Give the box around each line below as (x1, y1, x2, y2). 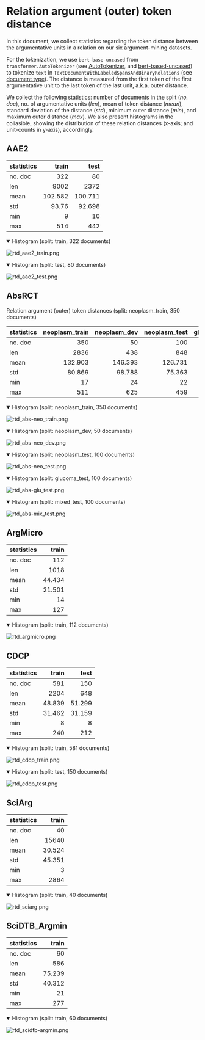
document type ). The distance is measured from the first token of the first (6, 75, 192, 82)
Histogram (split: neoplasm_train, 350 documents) (12, 403, 138, 410)
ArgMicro (6, 527, 43, 538)
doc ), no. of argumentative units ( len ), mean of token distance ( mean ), (6, 100, 183, 107)
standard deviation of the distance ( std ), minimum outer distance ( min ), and (6, 106, 196, 114)
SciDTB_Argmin (6, 921, 68, 931)
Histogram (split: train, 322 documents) (12, 237, 111, 245)
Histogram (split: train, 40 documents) (12, 892, 108, 898)
